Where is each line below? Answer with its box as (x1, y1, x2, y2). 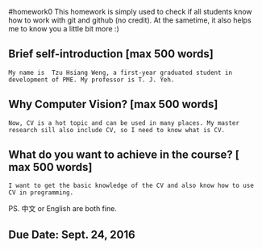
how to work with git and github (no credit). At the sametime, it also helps (8, 15, 252, 25)
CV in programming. (8, 189, 74, 197)
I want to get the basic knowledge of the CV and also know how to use (8, 181, 254, 190)
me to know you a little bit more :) (8, 24, 119, 33)
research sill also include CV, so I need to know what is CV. (8, 126, 226, 134)
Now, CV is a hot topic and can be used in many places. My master (8, 118, 240, 127)
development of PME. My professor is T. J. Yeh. (8, 76, 175, 84)
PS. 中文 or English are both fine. (8, 204, 117, 214)
